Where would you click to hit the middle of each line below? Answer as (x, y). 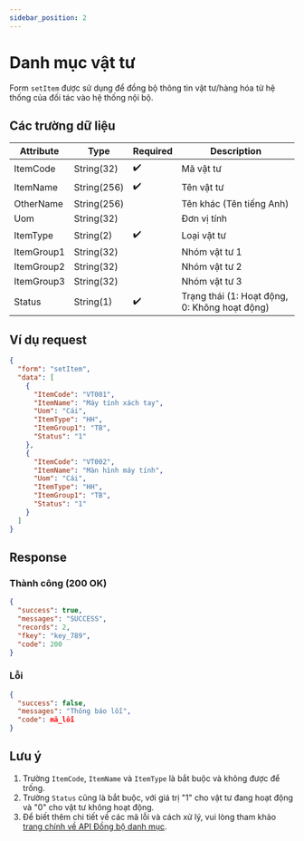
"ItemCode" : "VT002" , (74, 462)
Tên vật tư (203, 187)
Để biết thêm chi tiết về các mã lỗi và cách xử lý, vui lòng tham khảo (149, 817)
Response (38, 557)
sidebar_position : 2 (48, 18)
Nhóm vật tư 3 (212, 282)
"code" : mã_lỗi (46, 720)
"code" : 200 (40, 644)
